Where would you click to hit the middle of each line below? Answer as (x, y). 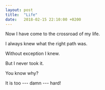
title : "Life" (22, 15)
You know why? (22, 73)
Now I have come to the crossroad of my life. (53, 34)
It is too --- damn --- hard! (33, 83)
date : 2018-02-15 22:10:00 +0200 (43, 19)
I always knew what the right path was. (46, 44)
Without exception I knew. (33, 53)
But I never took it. (25, 64)
